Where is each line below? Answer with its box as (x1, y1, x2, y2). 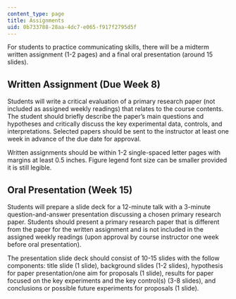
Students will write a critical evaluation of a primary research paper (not (7, 97, 216, 106)
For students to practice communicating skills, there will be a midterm (7, 43, 210, 52)
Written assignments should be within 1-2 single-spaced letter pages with (7, 148, 221, 157)
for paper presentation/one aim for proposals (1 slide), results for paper (7, 269, 213, 277)
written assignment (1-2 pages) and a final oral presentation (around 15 (7, 50, 213, 59)
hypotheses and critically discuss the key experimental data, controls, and (7, 119, 223, 128)
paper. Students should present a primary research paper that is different (7, 218, 220, 226)
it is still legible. (7, 163, 52, 172)
